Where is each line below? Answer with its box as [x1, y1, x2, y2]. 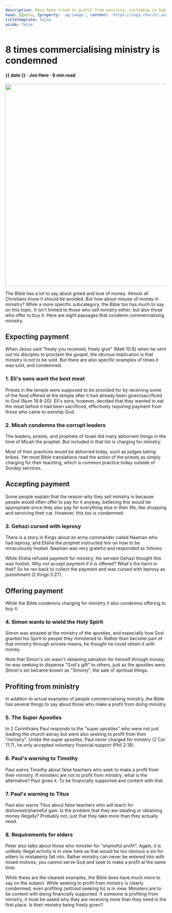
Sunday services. [5, 465, 42, 471]
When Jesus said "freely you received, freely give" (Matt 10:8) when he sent [5, 346, 166, 352]
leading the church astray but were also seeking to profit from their [5, 731, 147, 737]
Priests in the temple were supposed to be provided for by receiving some [5, 387, 162, 393]
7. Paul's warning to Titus [5, 790, 69, 797]
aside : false [5, 22, 33, 27]
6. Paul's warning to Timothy [5, 755, 78, 762]
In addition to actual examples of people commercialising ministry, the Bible [5, 696, 165, 702]
